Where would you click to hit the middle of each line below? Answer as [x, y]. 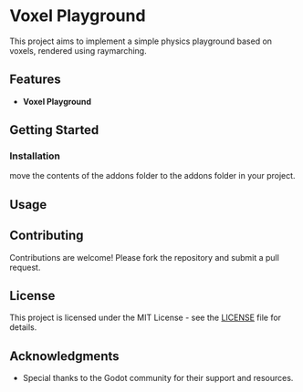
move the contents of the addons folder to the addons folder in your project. [152, 176]
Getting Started [54, 130]
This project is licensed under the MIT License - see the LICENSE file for [145, 318]
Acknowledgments [65, 356]
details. [23, 327]
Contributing [47, 236]
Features [35, 80]
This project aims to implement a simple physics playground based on [141, 41]
